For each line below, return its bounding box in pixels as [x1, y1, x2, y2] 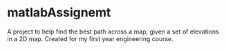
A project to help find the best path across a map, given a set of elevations [7, 27, 220, 36]
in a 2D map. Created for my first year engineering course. [7, 34, 174, 42]
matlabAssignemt [7, 5, 111, 21]
